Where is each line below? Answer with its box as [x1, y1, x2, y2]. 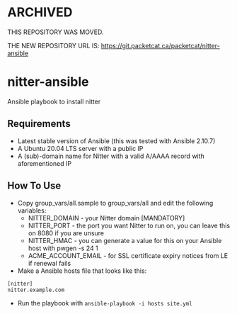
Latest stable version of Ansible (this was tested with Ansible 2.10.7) [17, 136, 216, 145]
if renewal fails [28, 259, 71, 267]
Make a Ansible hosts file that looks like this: [17, 267, 147, 275]
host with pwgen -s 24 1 [28, 244, 99, 252]
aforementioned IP [17, 159, 72, 167]
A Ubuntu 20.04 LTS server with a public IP [17, 144, 144, 152]
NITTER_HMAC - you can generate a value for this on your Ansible [28, 236, 222, 245]
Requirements [7, 118, 71, 130]
